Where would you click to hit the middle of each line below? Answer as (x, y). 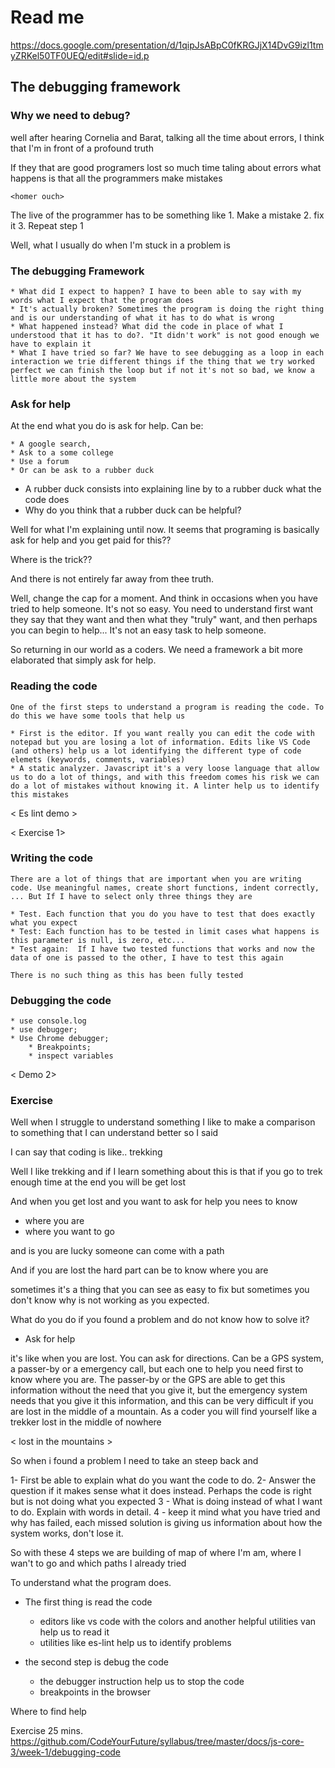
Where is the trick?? (51, 560)
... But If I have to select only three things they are (131, 896)
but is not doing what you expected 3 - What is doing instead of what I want (166, 1502)
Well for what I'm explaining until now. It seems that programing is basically (165, 530)
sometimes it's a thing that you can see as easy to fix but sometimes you (160, 1290)
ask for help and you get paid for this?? (91, 540)
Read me (47, 17)
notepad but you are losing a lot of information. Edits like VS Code (160, 742)
